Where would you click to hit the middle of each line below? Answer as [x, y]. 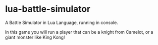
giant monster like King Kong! [35, 37]
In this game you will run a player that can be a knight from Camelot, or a [79, 32]
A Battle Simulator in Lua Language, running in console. [62, 22]
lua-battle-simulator [48, 9]
